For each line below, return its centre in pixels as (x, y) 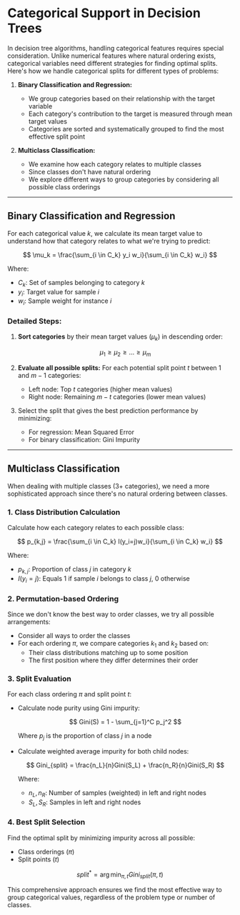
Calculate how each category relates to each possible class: (96, 528)
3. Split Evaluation (39, 679)
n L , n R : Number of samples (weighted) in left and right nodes (117, 793)
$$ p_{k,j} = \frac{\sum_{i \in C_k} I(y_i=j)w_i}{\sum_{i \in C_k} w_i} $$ (120, 541)
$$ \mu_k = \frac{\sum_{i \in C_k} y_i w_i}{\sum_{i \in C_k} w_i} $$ (120, 254)
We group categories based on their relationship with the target (122, 99)
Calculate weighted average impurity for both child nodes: (103, 751)
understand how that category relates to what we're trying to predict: (109, 241)
